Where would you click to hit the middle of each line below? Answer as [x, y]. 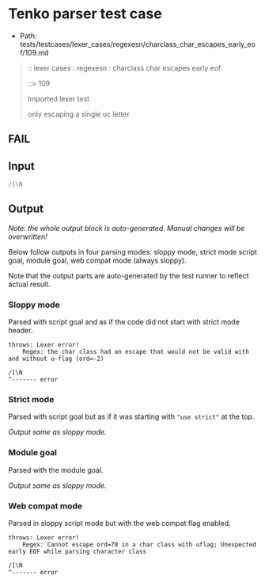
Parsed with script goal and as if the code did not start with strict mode [124, 322]
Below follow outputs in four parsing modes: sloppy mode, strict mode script [133, 251]
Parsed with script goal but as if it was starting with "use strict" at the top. [131, 416]
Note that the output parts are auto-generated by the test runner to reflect [129, 275]
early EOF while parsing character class [78, 552]
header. [21, 331]
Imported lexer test [58, 98]
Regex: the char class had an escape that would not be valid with [136, 352]
